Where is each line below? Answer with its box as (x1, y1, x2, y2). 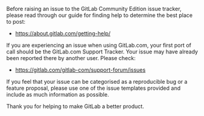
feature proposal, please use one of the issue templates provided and (6, 84, 181, 92)
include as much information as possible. (6, 91, 110, 98)
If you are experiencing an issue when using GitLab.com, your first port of (6, 42, 192, 49)
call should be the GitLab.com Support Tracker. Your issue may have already (6, 48, 199, 55)
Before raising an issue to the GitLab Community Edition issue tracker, (6, 5, 181, 12)
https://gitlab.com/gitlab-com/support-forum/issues (15, 66, 146, 73)
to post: (6, 18, 26, 25)
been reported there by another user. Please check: (6, 55, 136, 61)
